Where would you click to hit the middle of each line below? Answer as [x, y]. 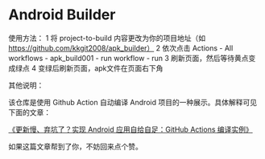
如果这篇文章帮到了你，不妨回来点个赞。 [75, 146]
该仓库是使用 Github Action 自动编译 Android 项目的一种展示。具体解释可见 [133, 102]
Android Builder [62, 15]
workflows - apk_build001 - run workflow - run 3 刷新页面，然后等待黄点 [128, 58]
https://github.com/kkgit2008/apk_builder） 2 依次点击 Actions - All [121, 48]
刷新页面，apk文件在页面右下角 [111, 68]
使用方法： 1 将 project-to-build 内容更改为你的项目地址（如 [107, 38]
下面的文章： [29, 112]
